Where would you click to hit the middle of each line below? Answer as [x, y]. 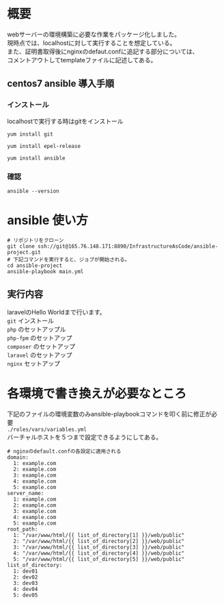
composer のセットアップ [41, 346]
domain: [18, 457]
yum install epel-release [44, 146]
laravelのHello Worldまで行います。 [56, 312]
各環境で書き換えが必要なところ [97, 393]
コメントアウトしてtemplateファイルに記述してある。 [82, 60]
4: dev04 [26, 589]
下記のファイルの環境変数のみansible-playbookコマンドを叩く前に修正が [109, 414]
